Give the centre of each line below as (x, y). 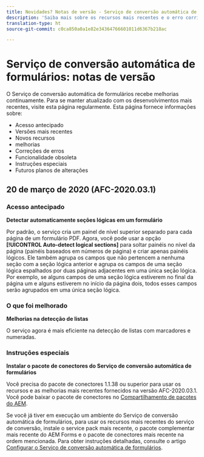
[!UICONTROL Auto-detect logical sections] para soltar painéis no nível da (101, 244)
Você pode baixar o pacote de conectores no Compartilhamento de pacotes (101, 397)
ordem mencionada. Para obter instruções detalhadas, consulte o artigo (96, 441)
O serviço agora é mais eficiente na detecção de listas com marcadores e (99, 331)
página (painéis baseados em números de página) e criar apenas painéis (97, 251)
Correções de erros (40, 151)
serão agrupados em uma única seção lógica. (63, 290)
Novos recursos (35, 138)
